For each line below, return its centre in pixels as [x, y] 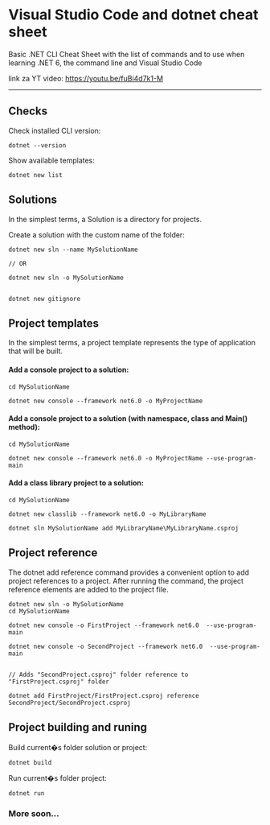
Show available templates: [51, 160]
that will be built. [35, 351]
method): [24, 427]
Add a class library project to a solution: [76, 483]
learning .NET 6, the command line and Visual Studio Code [105, 63]
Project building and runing [78, 727]
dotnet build [30, 762]
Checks [28, 111]
